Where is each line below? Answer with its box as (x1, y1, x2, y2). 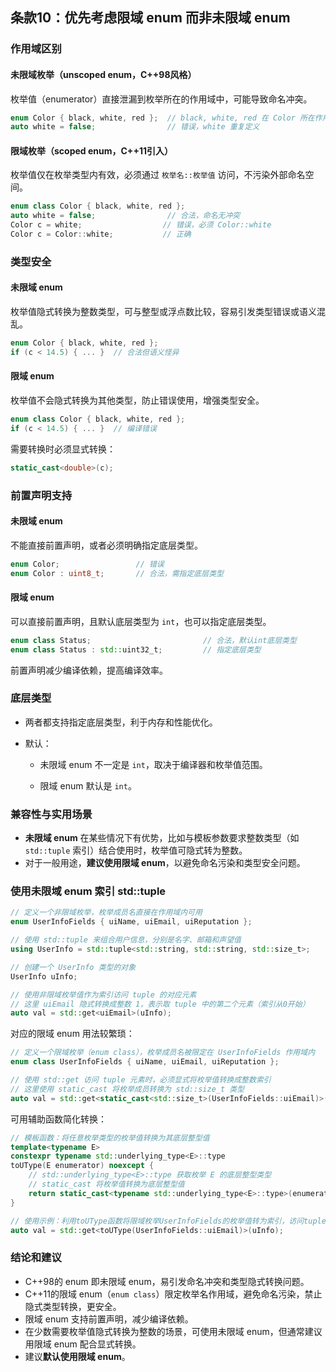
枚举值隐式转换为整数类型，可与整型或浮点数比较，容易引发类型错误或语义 (10, 306, 317, 318)
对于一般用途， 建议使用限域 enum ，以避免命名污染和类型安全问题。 (24, 857, 306, 869)
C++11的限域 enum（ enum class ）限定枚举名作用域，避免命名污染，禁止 (24, 1288, 323, 1300)
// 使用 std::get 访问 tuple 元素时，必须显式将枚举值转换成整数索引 (10, 1075, 272, 1085)
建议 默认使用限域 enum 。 (24, 1350, 131, 1362)
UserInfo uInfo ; (10, 971, 78, 982)
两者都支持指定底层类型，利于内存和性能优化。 (24, 716, 218, 728)
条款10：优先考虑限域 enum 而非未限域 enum (10, 9, 291, 27)
